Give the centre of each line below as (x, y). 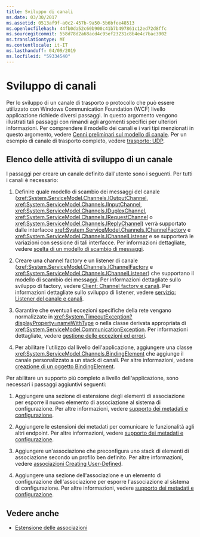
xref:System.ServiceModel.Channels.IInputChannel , (78, 205)
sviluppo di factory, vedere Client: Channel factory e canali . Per (93, 286)
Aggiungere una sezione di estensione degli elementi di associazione (100, 396)
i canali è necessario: (32, 180)
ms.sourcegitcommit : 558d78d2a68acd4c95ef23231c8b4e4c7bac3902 (87, 34)
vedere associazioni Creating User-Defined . (69, 464)
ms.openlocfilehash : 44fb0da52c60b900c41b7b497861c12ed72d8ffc (87, 28)
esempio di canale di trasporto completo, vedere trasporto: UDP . (86, 141)
